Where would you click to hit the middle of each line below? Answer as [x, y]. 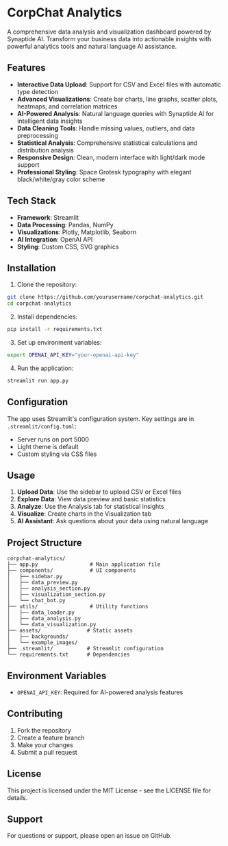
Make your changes [45, 745]
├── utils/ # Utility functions [78, 607]
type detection [38, 91]
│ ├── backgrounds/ [38, 637]
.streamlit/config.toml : [42, 426]
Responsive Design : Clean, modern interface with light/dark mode [111, 157]
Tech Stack [31, 201]
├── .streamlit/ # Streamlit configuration [86, 649]
